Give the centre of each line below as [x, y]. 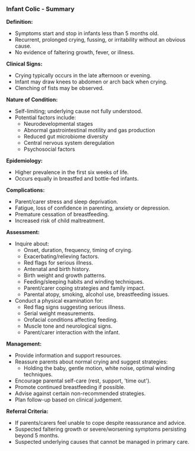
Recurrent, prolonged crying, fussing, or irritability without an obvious [100, 40]
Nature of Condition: [32, 99]
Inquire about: [32, 244]
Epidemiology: [24, 161]
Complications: [26, 190]
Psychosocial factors [49, 149]
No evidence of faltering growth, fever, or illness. [75, 52]
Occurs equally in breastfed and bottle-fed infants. [77, 179]
